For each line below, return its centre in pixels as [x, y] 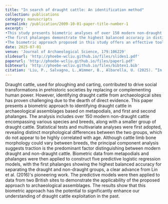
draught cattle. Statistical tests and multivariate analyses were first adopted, [83, 127]
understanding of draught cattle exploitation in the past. [62, 196]
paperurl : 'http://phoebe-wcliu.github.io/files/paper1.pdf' [70, 61]
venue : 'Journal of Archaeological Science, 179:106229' [66, 51]
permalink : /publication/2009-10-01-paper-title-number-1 [67, 24]
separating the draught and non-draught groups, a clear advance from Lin [81, 169]
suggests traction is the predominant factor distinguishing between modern [83, 148]
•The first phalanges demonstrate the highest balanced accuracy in [78, 38]
